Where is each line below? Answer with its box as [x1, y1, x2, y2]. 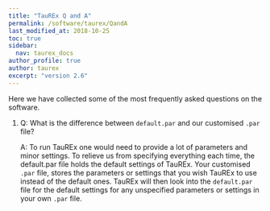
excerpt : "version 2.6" [8, 72, 89, 80]
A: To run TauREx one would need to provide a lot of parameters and [19, 142, 248, 151]
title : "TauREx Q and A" [8, 11, 92, 20]
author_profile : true [8, 57, 81, 65]
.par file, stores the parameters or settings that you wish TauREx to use [19, 168, 258, 177]
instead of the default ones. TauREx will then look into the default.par [19, 176, 253, 186]
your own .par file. [19, 193, 82, 203]
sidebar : [8, 42, 38, 50]
